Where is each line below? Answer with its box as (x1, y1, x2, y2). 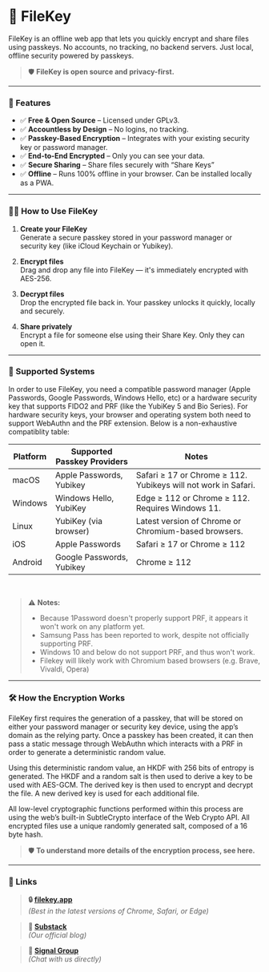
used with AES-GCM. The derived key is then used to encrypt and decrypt (8, 780, 254, 790)
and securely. (19, 306, 66, 316)
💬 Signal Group (27, 946, 79, 956)
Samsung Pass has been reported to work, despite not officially (39, 630, 250, 639)
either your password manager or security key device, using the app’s (8, 722, 239, 732)
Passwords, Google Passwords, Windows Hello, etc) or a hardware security (8, 393, 258, 402)
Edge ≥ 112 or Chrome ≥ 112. (135, 492, 251, 503)
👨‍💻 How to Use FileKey (8, 206, 98, 217)
